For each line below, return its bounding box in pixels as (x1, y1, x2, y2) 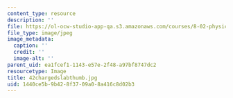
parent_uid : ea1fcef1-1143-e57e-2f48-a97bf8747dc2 (7, 61, 157, 68)
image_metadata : (7, 36, 54, 43)
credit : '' (13, 49, 45, 56)
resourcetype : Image (7, 68, 67, 75)
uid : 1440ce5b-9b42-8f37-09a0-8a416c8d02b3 (7, 81, 135, 88)
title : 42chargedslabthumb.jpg (7, 74, 98, 81)
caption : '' (13, 42, 49, 49)
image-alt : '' (13, 55, 54, 62)
